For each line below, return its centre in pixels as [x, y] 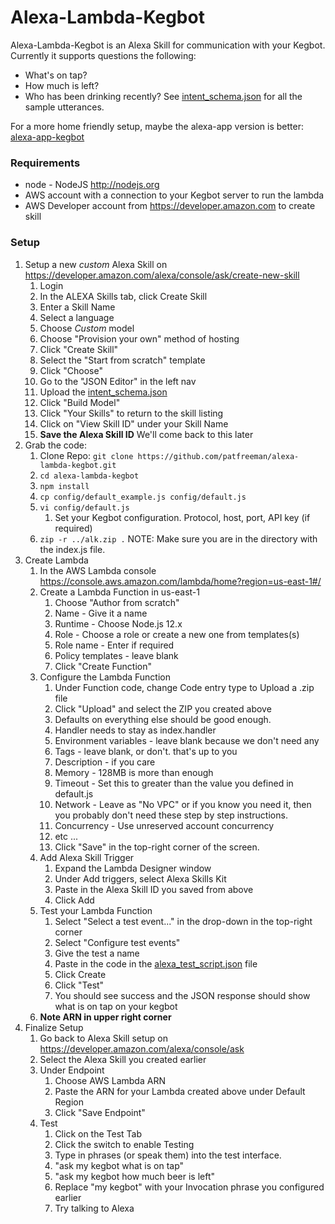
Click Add [74, 900]
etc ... [66, 836]
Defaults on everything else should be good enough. [163, 719]
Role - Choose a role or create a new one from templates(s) [177, 634]
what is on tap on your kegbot [116, 1006]
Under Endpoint [72, 1070]
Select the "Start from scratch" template [122, 360]
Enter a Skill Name [77, 307]
